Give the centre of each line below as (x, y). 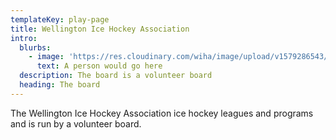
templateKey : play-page (60, 19)
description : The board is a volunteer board (116, 76)
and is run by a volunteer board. (76, 123)
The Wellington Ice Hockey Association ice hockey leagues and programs (162, 113)
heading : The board (60, 85)
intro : (24, 38)
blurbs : (35, 47)
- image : (46, 57)
